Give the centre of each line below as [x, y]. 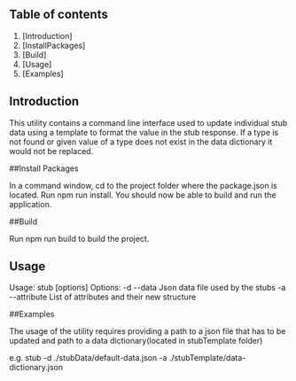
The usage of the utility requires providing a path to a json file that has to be [148, 331]
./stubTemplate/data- [207, 358]
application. [31, 204]
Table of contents [58, 15]
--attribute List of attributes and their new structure [103, 297]
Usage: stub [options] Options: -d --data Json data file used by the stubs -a [148, 288]
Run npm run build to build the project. [79, 238]
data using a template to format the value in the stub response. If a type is [144, 132]
